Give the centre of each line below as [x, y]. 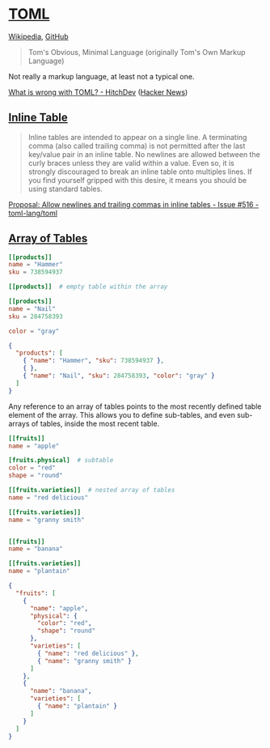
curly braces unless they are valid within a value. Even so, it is [131, 163]
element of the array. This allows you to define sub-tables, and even [122, 414]
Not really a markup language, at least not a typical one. [101, 76]
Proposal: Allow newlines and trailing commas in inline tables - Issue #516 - [134, 204]
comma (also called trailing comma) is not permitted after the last [137, 146]
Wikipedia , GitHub [38, 36]
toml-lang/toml [33, 213]
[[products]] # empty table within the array [88, 287]
